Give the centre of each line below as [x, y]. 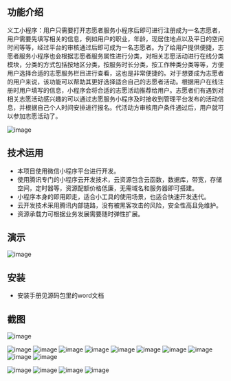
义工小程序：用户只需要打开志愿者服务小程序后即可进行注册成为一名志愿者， [115, 30]
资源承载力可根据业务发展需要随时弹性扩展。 [80, 213]
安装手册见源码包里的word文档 [60, 296]
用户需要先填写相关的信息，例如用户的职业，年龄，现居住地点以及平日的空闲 [115, 38]
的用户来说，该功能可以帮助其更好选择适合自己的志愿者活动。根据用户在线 [112, 82]
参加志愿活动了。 [37, 116]
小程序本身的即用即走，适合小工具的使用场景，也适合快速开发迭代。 [113, 196]
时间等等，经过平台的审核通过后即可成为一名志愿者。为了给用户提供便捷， [112, 47]
